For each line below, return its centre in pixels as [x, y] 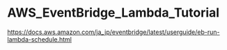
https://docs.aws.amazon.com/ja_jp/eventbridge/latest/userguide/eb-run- [113, 32]
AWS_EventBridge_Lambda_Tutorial [113, 13]
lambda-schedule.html [39, 39]
